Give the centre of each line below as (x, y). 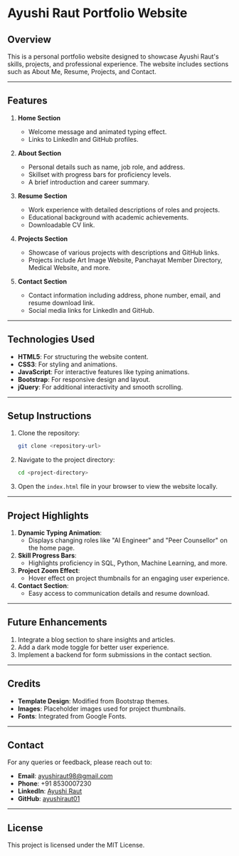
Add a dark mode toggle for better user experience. (93, 647)
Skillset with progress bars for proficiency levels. (100, 174)
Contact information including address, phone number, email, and (124, 295)
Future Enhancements (58, 623)
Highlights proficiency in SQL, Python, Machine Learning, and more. (128, 563)
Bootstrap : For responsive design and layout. (84, 379)
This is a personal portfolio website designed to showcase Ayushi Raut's (113, 56)
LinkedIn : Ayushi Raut (50, 791)
